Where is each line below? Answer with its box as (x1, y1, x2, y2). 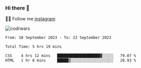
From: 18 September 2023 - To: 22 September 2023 (5, 35, 112, 40)
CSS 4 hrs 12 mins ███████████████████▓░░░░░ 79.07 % (5, 53, 136, 58)
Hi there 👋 (5, 4, 30, 11)
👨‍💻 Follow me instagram (5, 16, 55, 22)
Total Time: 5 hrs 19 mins (5, 44, 62, 49)
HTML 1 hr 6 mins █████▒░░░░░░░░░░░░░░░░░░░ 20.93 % (5, 57, 136, 63)
